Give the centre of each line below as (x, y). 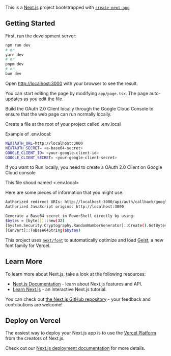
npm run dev (18, 45)
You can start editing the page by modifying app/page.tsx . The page (77, 93)
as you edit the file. (44, 99)
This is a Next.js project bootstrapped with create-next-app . (68, 7)
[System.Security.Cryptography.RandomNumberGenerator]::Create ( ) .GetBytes (86, 225)
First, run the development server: (41, 36)
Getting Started (30, 23)
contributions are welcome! (34, 304)
